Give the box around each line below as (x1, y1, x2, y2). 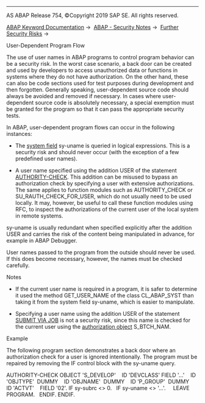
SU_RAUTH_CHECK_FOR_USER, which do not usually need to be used (15, 193, 192, 200)
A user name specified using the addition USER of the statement (15, 167, 177, 174)
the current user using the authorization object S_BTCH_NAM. (15, 323, 171, 330)
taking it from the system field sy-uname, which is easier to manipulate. (15, 298, 195, 305)
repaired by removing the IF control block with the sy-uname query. (6, 360, 176, 366)
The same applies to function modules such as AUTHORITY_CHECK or (15, 187, 193, 193)
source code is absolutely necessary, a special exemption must (35, 99, 194, 106)
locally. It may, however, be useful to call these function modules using (15, 199, 193, 206)
